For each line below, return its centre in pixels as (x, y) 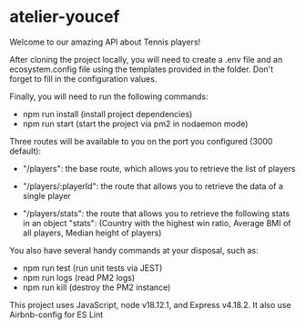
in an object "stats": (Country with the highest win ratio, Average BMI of (157, 223)
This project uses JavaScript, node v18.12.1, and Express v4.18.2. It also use (150, 304)
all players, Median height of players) (92, 233)
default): (25, 151)
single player (46, 195)
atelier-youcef (65, 17)
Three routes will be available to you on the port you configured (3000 (141, 141)
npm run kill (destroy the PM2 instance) (97, 287)
